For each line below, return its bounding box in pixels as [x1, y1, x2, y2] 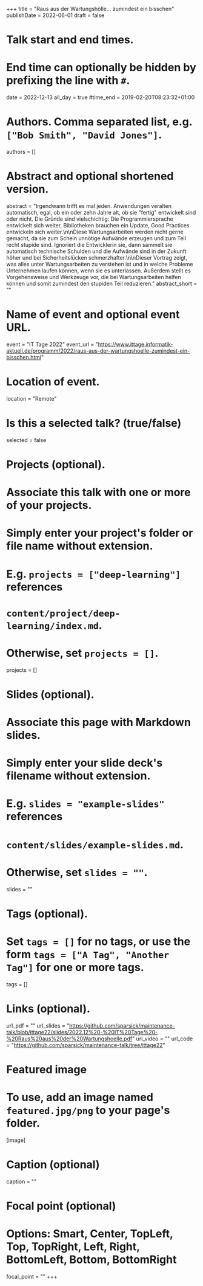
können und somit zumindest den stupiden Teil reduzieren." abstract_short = [6, 280, 198, 287]
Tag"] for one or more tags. [6, 960, 144, 974]
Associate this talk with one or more [6, 486, 191, 499]
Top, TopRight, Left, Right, [6, 1240, 141, 1254]
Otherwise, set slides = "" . [6, 865, 148, 879]
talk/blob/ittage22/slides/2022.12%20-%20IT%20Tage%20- [6, 1028, 158, 1035]
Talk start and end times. [6, 33, 134, 47]
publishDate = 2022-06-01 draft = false [6, 12, 105, 19]
